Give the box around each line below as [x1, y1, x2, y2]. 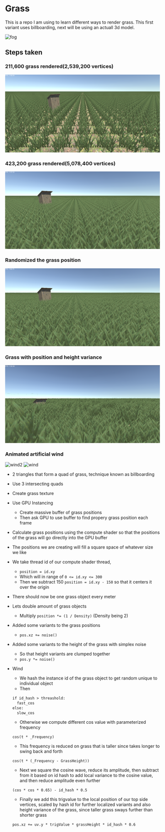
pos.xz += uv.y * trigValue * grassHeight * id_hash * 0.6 [12, 822, 136, 827]
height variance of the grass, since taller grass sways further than [19, 807, 153, 813]
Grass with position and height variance [5, 354, 102, 361]
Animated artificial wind [5, 451, 64, 458]
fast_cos [17, 701, 35, 706]
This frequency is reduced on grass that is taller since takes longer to [19, 743, 160, 749]
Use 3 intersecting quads [12, 481, 63, 487]
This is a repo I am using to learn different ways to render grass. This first [5, 19, 154, 25]
